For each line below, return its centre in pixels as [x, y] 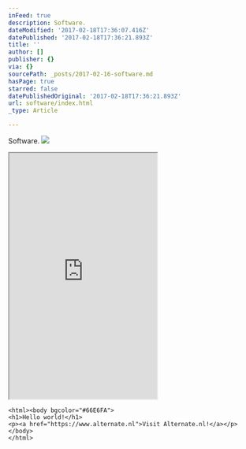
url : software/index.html [50, 103]
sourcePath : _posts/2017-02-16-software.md [81, 74]
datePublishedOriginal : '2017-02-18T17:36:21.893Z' [95, 96]
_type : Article [33, 111]
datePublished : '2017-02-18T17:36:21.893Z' [81, 37]
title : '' [24, 45]
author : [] [26, 52]
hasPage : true [32, 81]
